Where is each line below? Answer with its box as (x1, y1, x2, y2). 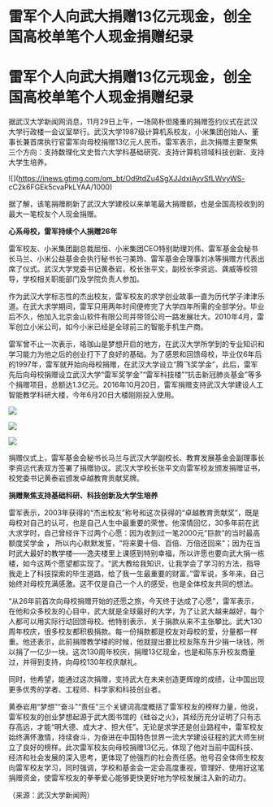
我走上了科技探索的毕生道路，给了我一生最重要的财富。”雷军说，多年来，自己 (8, 569, 265, 579)
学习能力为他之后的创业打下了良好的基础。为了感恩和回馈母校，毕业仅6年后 (8, 349, 262, 359)
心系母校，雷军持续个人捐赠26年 (8, 227, 118, 236)
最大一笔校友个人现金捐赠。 (8, 209, 102, 219)
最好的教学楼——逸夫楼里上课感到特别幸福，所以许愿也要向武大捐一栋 (29, 549, 265, 558)
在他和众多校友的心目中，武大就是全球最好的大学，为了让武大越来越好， (8, 606, 250, 616)
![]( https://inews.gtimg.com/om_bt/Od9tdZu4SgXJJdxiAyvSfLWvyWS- (8, 174, 245, 184)
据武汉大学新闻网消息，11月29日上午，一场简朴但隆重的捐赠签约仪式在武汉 (8, 117, 258, 127)
